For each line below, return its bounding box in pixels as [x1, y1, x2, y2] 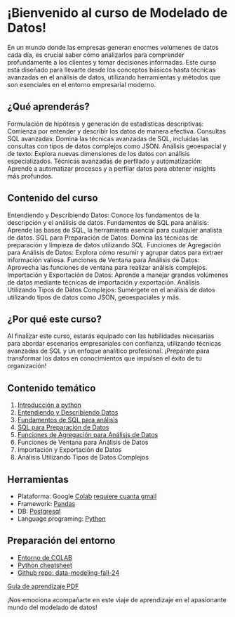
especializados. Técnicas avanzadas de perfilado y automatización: [7, 157, 203, 165]
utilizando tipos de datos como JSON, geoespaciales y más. [7, 293, 181, 301]
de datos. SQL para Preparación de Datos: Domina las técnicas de [7, 233, 199, 242]
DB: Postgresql [17, 507, 61, 515]
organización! [7, 362, 47, 370]
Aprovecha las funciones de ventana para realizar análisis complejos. [7, 263, 208, 271]
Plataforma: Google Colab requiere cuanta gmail [17, 492, 157, 500]
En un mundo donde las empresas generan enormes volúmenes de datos [7, 43, 219, 51]
